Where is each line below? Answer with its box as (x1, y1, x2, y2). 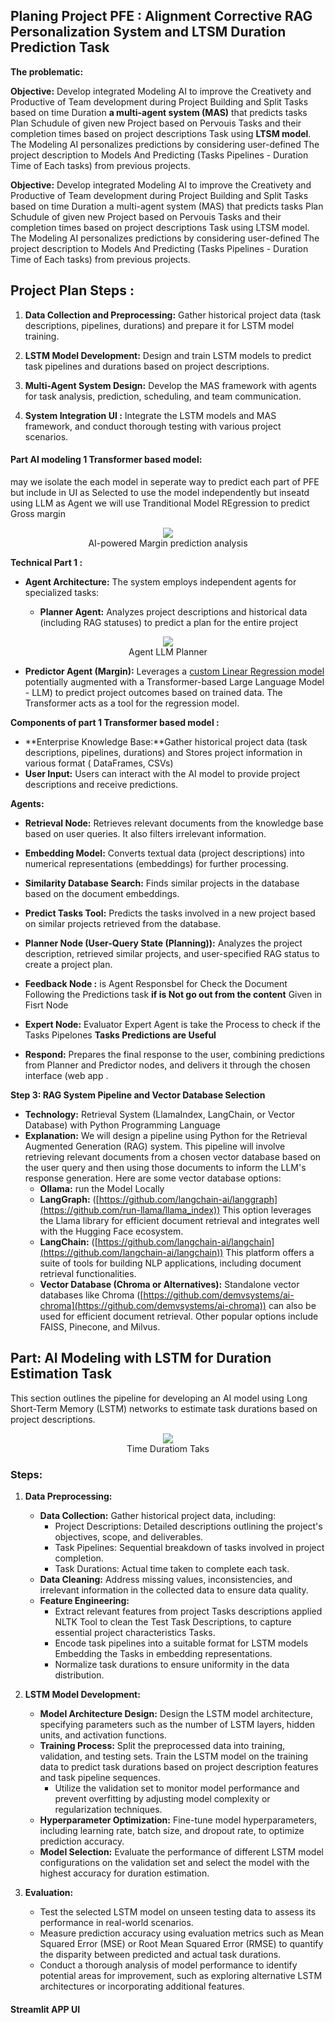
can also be (268, 1299, 317, 1311)
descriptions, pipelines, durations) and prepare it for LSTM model (24, 319, 295, 331)
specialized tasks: (24, 586, 100, 598)
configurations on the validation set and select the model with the (39, 1856, 310, 1868)
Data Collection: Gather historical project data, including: (39, 1509, 277, 1521)
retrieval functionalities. (39, 1267, 137, 1279)
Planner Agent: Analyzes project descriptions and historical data (39, 605, 308, 618)
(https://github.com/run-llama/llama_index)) (39, 1204, 221, 1216)
